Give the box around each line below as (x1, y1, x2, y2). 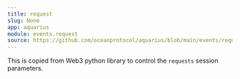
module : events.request (7, 30, 79, 38)
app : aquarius (7, 23, 50, 31)
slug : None (7, 17, 40, 24)
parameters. (7, 64, 44, 73)
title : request (7, 10, 53, 18)
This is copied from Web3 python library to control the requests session (7, 56, 219, 65)
